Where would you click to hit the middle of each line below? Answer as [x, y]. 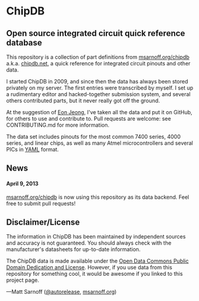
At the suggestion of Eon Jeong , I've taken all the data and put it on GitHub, [99, 112]
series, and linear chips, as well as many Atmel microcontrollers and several [100, 143]
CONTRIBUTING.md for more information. [58, 125]
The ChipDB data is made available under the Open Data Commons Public [97, 261]
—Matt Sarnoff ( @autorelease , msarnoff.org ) [61, 292]
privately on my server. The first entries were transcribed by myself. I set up [100, 88]
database [24, 42]
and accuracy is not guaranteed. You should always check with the [89, 243]
